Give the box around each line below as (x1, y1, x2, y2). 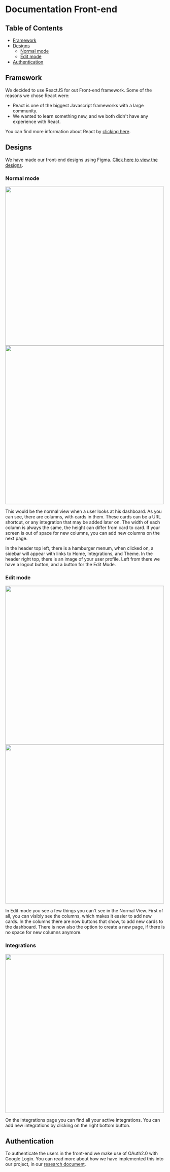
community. (12, 108, 38, 114)
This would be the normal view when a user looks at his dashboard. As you (5, 508, 162, 514)
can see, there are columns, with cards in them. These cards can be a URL (5, 513, 161, 519)
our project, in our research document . (5, 1161, 86, 1167)
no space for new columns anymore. (5, 929, 82, 936)
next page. (5, 535, 28, 541)
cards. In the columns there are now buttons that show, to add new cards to (5, 918, 163, 924)
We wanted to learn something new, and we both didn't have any (12, 113, 149, 119)
